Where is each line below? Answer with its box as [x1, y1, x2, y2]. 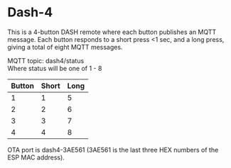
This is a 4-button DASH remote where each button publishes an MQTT [7, 28, 217, 36]
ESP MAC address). [7, 153, 65, 162]
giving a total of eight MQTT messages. [7, 43, 123, 51]
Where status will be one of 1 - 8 [7, 64, 102, 72]
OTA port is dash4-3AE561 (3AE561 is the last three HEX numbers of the [7, 145, 219, 154]
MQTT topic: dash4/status [7, 56, 85, 65]
